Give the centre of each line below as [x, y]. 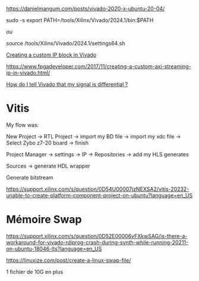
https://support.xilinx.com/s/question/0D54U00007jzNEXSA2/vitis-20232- [98, 189]
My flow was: [23, 125]
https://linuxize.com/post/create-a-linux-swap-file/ [69, 260]
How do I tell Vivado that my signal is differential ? [67, 84]
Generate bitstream [30, 177]
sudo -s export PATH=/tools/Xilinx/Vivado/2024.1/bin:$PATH [80, 20]
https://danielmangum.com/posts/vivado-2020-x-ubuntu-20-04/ [86, 9]
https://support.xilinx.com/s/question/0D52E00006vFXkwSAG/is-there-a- [97, 236]
